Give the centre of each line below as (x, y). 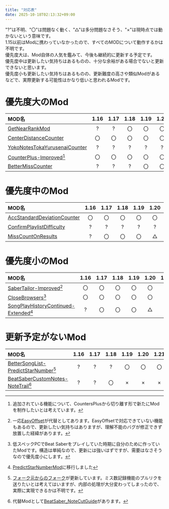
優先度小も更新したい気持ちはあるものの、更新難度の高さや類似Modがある (82, 73)
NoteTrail (18, 386)
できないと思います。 (27, 67)
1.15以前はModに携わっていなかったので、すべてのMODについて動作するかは (84, 42)
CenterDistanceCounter (36, 138)
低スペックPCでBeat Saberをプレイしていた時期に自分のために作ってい (86, 444)
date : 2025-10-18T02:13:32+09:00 (40, 15)
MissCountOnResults (33, 236)
